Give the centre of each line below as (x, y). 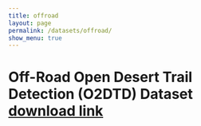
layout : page (30, 23)
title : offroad (33, 16)
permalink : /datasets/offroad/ (60, 30)
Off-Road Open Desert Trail (100, 77)
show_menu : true (35, 38)
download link (56, 111)
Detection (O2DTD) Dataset (101, 94)
